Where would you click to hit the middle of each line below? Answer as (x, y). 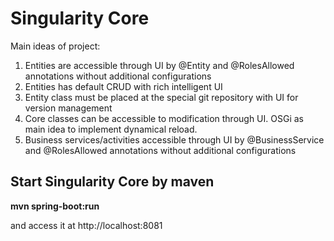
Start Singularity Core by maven (112, 182)
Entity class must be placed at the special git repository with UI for (161, 97)
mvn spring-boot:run (55, 206)
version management (68, 108)
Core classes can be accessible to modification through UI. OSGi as (164, 118)
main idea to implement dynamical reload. (111, 129)
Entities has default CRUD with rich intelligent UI (123, 86)
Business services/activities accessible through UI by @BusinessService (174, 139)
